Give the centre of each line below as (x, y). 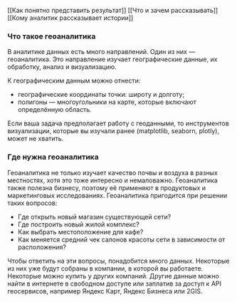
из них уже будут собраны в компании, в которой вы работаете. (105, 268)
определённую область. (55, 110)
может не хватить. (36, 139)
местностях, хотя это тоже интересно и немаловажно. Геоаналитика (113, 180)
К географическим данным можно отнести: (74, 80)
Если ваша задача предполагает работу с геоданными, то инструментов (118, 123)
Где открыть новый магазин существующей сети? (94, 217)
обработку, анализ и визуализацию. (62, 67)
